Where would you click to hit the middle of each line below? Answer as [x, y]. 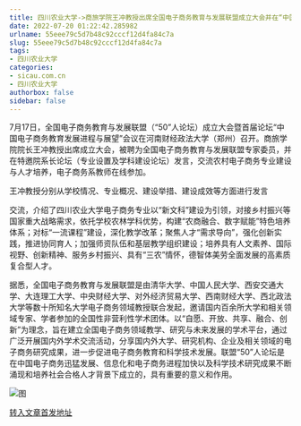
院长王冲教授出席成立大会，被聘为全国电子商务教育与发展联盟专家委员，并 [154, 149]
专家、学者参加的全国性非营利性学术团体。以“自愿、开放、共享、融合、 [148, 319]
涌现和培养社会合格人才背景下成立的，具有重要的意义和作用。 [123, 375]
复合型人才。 [33, 266]
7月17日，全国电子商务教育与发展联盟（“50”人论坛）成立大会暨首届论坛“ [143, 127]
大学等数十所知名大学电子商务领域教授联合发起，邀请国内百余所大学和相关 [146, 307]
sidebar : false [38, 101]
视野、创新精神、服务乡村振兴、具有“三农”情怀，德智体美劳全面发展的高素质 [150, 255]
